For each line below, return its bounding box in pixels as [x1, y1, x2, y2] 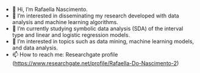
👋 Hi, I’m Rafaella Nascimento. [12, 6, 88, 13]
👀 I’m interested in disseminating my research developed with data [12, 12, 179, 19]
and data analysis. [12, 44, 58, 51]
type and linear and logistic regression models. [12, 31, 130, 39]
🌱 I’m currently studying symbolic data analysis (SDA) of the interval [12, 25, 184, 32]
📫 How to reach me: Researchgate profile [12, 51, 118, 58]
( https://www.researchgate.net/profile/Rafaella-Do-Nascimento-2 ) [12, 60, 179, 66]
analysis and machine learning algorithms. [12, 19, 119, 25]
